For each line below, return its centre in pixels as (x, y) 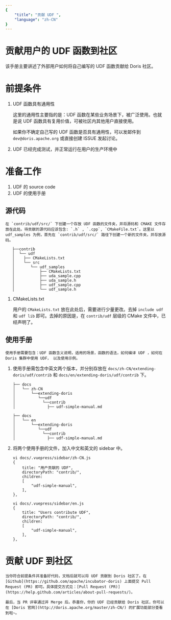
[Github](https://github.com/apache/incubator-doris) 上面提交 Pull (78, 581)
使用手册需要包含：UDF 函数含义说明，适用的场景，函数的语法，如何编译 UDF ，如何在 (84, 353)
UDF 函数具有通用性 (34, 104)
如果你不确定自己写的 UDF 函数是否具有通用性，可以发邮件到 (77, 132)
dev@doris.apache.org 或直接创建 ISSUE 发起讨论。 (66, 138)
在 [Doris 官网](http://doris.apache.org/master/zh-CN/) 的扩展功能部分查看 (84, 607)
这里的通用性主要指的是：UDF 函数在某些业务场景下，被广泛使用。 (83, 115)
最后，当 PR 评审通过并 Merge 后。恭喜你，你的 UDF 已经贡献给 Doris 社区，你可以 (85, 602)
